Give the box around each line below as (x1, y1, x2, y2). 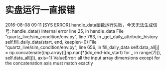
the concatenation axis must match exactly (5, 60, 93, 66)
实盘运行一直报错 (5, 4, 76, 16)
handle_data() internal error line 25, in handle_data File (11, 28, 124, 34)
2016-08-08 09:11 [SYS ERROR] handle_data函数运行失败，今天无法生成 (5, 22, 153, 28)
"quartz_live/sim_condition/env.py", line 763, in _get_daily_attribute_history (5, 33, 158, 40)
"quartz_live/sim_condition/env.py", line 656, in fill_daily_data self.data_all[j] (5, 44, 160, 50)
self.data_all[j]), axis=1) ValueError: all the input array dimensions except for (5, 55, 161, 61)
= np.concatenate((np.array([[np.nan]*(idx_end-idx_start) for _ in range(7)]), (5, 49, 162, 55)
